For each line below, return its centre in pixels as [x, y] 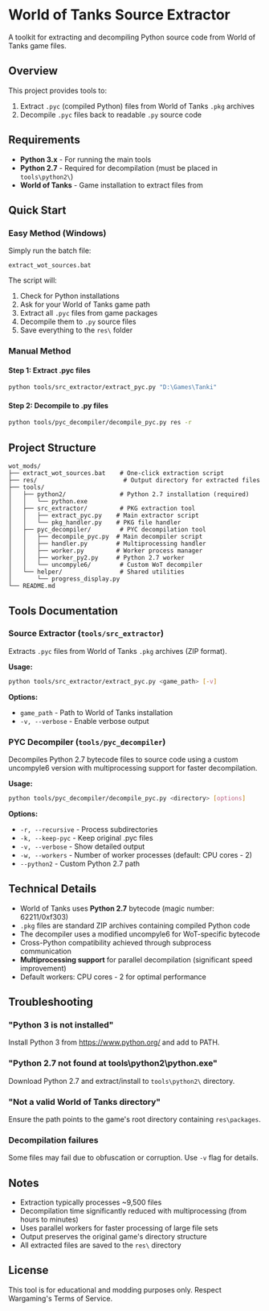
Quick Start [37, 210]
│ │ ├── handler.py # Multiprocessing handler [107, 544]
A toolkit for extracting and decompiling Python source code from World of [132, 37]
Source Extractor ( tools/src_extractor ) [86, 634]
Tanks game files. [37, 45]
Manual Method [40, 351]
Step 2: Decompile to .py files [58, 405]
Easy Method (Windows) [57, 233]
